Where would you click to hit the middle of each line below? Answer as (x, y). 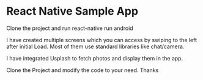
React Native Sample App (72, 11)
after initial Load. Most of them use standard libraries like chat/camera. (95, 46)
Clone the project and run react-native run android (70, 28)
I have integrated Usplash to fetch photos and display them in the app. (95, 58)
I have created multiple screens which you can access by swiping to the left (102, 40)
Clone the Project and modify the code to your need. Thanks (83, 70)
